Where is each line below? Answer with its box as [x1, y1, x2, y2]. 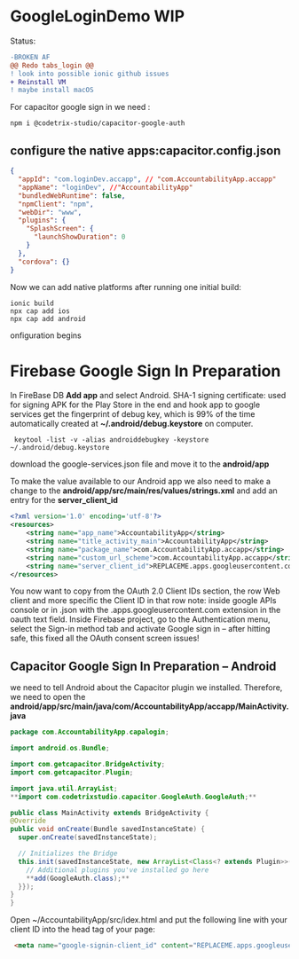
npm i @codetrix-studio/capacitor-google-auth [10, 119, 185, 128]
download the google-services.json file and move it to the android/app [10, 459, 270, 469]
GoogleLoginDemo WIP [10, 6, 185, 27]
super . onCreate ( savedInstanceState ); [18, 833, 158, 842]
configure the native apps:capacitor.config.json [10, 143, 281, 158]
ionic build [10, 299, 54, 308]
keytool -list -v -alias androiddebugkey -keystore [13, 436, 209, 444]
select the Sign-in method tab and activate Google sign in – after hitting [10, 624, 271, 634]
